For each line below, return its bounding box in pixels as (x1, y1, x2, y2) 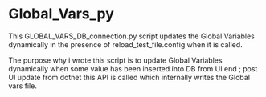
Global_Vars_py (8, 5, 115, 23)
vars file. (8, 81, 38, 91)
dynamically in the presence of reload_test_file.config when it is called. (8, 39, 243, 49)
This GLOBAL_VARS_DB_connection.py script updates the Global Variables (8, 31, 256, 41)
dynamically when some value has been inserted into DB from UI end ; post (8, 63, 258, 73)
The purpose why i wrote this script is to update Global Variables (8, 55, 223, 65)
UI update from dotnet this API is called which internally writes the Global (8, 72, 251, 82)
